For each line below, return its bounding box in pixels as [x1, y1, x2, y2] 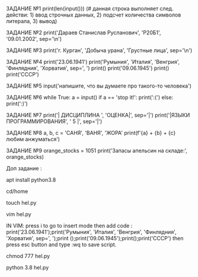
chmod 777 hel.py [6, 253, 50, 259]
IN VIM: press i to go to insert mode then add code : [6, 222, 133, 229]
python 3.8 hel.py [6, 264, 49, 271]
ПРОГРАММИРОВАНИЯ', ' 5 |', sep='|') [6, 118, 103, 125]
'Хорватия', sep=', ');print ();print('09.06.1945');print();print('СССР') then [6, 235, 184, 241]
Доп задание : [6, 165, 42, 172]
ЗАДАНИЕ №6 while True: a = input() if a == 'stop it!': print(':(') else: [6, 94, 174, 101]
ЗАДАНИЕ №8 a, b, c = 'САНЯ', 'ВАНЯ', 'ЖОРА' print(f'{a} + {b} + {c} [6, 130, 176, 136]
